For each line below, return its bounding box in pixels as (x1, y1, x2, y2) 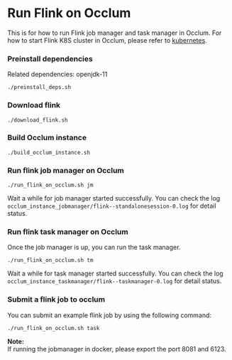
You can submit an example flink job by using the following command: (7, 311, 211, 319)
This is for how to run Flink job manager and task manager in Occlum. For (7, 28, 222, 37)
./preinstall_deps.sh (7, 84, 72, 91)
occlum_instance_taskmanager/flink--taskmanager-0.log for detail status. (7, 277, 222, 285)
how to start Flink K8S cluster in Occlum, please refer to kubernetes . (7, 36, 207, 44)
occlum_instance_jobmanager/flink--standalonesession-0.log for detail (7, 201, 216, 211)
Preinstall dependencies (7, 53, 94, 63)
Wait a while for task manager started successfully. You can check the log (7, 269, 223, 278)
